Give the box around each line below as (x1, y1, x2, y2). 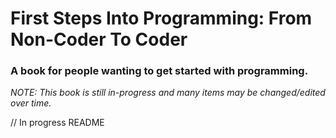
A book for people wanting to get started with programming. (10, 64, 309, 78)
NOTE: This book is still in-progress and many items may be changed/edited (10, 87, 326, 99)
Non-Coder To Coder (10, 28, 188, 51)
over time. (10, 97, 52, 109)
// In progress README (10, 117, 105, 129)
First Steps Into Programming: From (10, 7, 313, 30)
